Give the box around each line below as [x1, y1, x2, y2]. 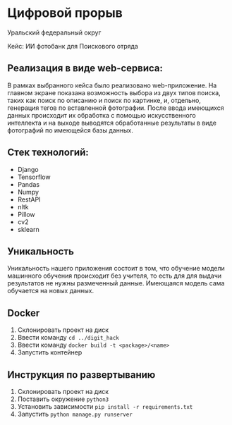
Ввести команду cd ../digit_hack [17, 333, 120, 342]
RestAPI [17, 195, 41, 204]
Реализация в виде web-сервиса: [7, 62, 164, 75]
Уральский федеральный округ [7, 28, 102, 37]
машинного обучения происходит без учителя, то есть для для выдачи [7, 271, 222, 280]
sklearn [17, 225, 40, 233]
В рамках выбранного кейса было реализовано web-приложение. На [7, 81, 217, 90]
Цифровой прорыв [7, 5, 123, 21]
